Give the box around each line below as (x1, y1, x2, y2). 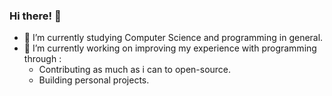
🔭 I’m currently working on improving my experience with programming (23, 42, 317, 54)
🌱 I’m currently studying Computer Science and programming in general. (23, 32, 324, 44)
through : (23, 53, 62, 65)
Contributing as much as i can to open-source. (38, 64, 232, 76)
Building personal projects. (38, 74, 150, 86)
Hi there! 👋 (9, 9, 62, 23)
